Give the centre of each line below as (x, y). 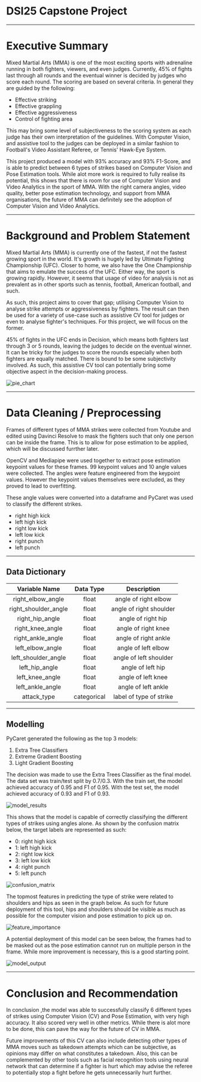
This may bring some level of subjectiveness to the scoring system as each (99, 130)
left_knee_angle (39, 677)
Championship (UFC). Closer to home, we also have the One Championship (99, 265)
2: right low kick (35, 854)
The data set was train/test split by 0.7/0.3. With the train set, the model (95, 781)
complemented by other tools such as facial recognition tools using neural (98, 1060)
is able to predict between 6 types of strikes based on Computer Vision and (99, 168)
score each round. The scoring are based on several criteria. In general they (100, 82)
